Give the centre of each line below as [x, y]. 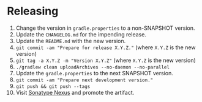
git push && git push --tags [53, 86]
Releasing [33, 11]
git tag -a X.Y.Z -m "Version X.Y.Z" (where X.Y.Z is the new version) [106, 60]
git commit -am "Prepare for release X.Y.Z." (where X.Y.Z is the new [106, 47]
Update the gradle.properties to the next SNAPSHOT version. [94, 73]
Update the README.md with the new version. [71, 41]
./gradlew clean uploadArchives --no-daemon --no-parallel [93, 67]
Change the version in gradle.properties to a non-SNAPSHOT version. [105, 28]
